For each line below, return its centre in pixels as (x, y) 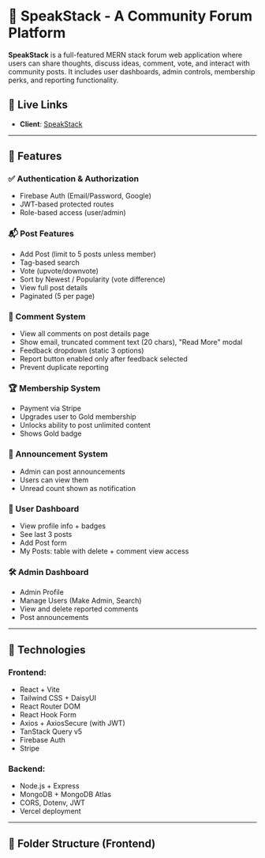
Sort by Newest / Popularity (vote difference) (92, 279)
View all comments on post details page (84, 334)
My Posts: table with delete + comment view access (104, 551)
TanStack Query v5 (51, 731)
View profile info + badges (63, 526)
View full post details (54, 287)
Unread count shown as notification (78, 488)
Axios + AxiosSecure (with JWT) (73, 723)
